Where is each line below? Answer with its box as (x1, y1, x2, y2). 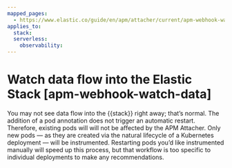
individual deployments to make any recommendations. (7, 153, 164, 161)
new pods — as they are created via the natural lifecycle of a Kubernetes (7, 131, 214, 139)
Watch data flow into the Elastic (7, 72, 193, 87)
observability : (19, 42, 64, 49)
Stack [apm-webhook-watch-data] (7, 87, 212, 102)
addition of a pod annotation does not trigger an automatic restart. (7, 116, 195, 125)
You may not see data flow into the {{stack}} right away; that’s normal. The (7, 109, 220, 117)
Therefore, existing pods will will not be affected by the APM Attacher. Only (7, 123, 221, 132)
